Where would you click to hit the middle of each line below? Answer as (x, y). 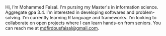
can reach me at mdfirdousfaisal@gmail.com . (52, 28)
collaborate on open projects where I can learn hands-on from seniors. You (83, 23)
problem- (145, 12)
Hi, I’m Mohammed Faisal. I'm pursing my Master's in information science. (82, 7)
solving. (13, 18)
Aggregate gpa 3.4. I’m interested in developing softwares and (70, 12)
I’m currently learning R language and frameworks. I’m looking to (90, 18)
